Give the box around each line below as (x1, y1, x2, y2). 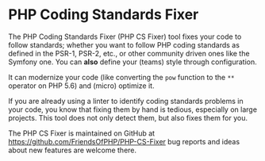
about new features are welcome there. (8, 145, 137, 155)
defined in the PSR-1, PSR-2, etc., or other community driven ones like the (8, 48, 250, 58)
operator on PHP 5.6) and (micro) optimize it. (8, 81, 155, 90)
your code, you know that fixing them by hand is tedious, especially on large (8, 105, 258, 114)
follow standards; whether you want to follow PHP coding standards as (8, 40, 240, 49)
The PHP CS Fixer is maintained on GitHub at (8, 128, 156, 138)
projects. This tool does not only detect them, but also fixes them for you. (8, 113, 248, 122)
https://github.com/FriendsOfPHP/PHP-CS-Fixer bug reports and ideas (8, 136, 240, 146)
